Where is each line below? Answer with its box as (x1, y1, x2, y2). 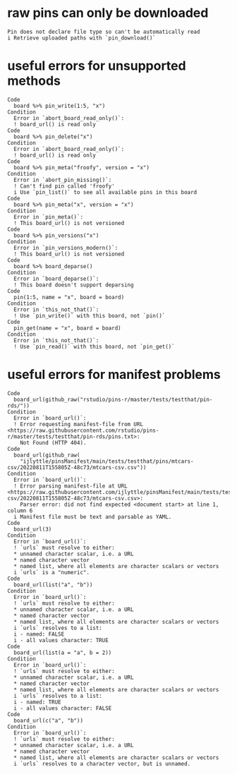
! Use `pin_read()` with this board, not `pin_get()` (13, 343, 175, 350)
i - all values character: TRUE (13, 636, 109, 643)
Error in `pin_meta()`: (13, 213, 83, 220)
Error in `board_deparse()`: (13, 275, 99, 282)
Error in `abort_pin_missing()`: (13, 176, 112, 183)
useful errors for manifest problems (7, 367, 221, 382)
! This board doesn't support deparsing (13, 281, 134, 289)
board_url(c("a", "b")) (13, 717, 83, 724)
